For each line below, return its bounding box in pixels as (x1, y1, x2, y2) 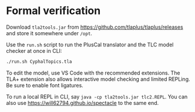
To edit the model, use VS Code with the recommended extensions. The (6, 69, 180, 76)
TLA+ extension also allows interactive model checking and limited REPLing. (6, 75, 190, 83)
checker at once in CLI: (6, 47, 62, 54)
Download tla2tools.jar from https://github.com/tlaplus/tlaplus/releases (6, 23, 183, 30)
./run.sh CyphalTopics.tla (6, 59, 72, 65)
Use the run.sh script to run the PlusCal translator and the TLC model (6, 41, 174, 48)
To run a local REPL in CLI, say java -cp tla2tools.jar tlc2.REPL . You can (6, 93, 188, 100)
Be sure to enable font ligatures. (6, 82, 83, 89)
